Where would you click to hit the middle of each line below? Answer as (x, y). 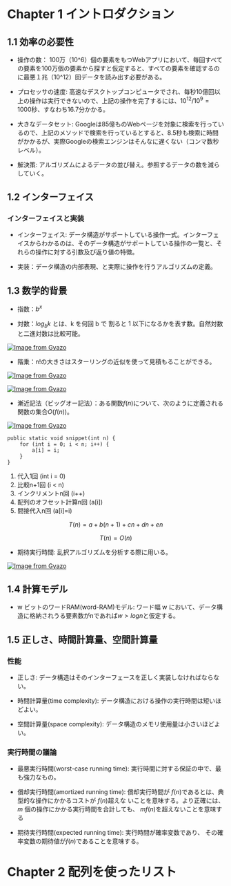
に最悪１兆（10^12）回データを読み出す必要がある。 (91, 77)
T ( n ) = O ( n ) (116, 538)
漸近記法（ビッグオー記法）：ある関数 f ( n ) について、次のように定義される (120, 403)
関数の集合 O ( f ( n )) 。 (45, 411)
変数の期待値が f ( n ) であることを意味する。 (83, 841)
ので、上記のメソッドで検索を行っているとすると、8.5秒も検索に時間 (121, 133)
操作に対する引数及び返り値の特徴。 (87, 252)
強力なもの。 (41, 777)
